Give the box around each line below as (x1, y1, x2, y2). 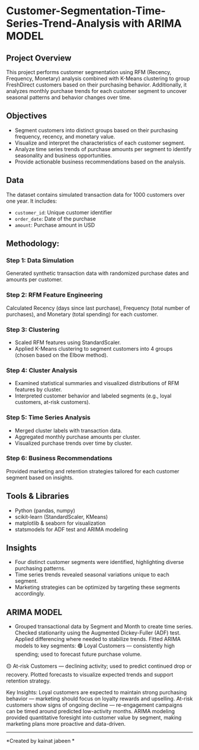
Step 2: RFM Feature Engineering (6, 291, 103, 299)
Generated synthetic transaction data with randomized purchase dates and (6, 270, 189, 277)
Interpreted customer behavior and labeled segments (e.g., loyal (14, 392, 172, 399)
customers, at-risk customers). (14, 399, 91, 406)
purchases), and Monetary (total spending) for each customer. (6, 310, 159, 318)
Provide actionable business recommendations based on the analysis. (14, 158, 185, 165)
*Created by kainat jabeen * (6, 738, 75, 745)
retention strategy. (6, 677, 52, 685)
